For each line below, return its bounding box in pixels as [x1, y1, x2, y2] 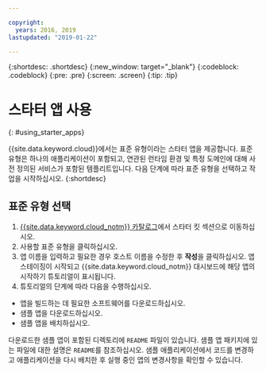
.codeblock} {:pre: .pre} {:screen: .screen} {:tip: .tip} [8, 71, 179, 80]
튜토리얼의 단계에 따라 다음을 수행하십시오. [19, 281, 152, 291]
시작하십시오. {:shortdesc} [22, 174, 107, 184]
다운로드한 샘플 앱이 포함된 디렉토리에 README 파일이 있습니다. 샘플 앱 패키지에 [8, 335, 250, 345]
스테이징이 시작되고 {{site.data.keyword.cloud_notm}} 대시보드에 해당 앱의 [19, 262, 256, 271]
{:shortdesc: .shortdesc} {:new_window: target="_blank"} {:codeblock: [8, 62, 240, 72]
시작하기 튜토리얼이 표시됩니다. [19, 272, 117, 281]
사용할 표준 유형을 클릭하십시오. [19, 242, 118, 251]
